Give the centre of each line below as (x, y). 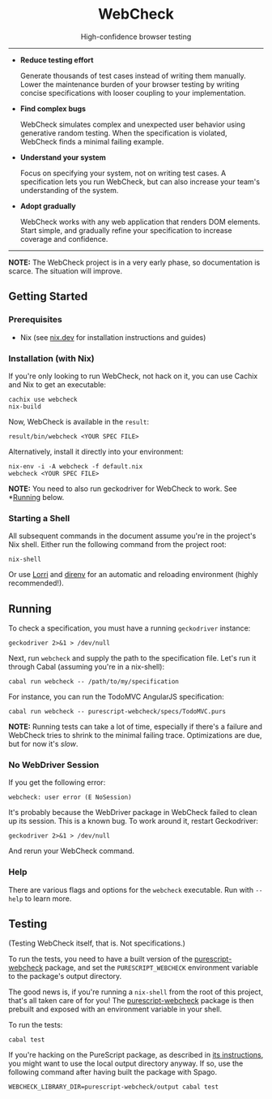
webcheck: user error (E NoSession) (70, 797)
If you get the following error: (57, 782)
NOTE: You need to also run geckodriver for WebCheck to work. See (123, 489)
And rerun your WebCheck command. (72, 851)
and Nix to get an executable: (57, 384)
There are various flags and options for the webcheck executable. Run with (131, 890)
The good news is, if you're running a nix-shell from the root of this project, (136, 992)
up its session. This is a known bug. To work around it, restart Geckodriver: (134, 821)
